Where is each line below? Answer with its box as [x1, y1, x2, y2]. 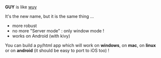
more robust [12, 23, 37, 29]
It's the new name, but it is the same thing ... [5, 14, 94, 19]
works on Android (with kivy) [12, 33, 71, 39]
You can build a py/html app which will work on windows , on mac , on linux [5, 43, 156, 48]
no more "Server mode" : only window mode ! [12, 28, 104, 33]
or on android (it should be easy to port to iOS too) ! [5, 48, 110, 53]
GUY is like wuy [5, 4, 37, 10]
